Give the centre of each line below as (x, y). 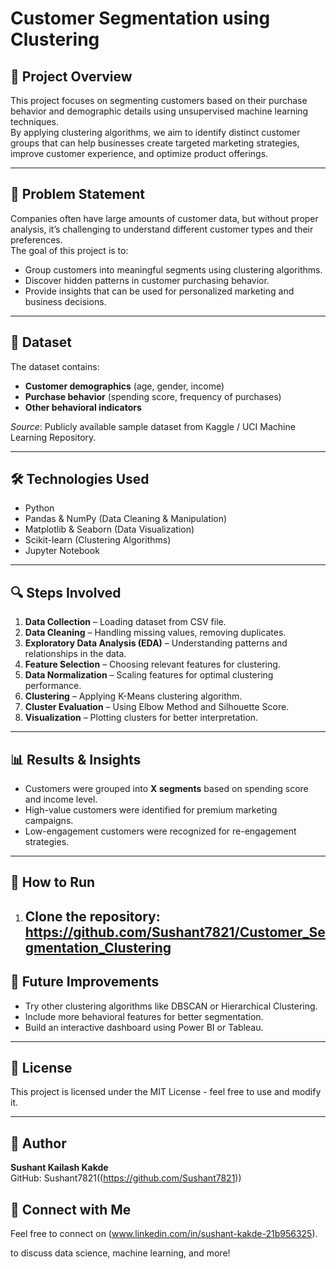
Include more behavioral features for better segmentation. (144, 1016)
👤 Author (38, 1143)
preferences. (36, 239)
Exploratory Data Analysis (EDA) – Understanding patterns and (156, 643)
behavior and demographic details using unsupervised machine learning (159, 111)
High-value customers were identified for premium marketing (151, 810)
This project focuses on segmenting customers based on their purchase (159, 100)
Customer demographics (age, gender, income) (124, 386)
